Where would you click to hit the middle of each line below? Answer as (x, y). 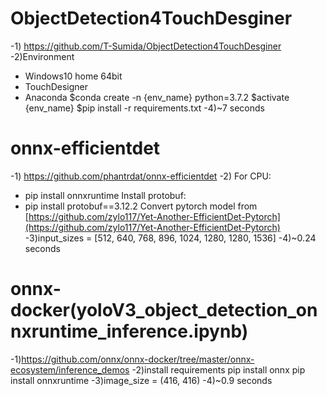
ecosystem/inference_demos (70, 369)
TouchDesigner (56, 86)
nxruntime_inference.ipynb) (129, 331)
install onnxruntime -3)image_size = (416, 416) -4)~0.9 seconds (141, 380)
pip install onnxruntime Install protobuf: (105, 195)
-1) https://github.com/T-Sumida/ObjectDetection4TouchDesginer (146, 46)
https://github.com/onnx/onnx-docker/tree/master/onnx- (138, 359)
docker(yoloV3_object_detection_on (164, 310)
